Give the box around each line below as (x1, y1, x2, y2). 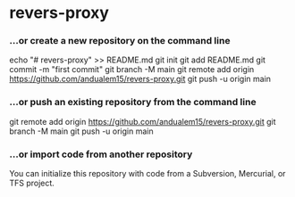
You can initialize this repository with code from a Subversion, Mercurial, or (9, 168, 286, 179)
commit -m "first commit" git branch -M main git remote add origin (9, 64, 255, 75)
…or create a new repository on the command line (9, 35, 231, 47)
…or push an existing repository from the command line (9, 96, 257, 109)
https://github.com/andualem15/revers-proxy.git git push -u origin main (9, 74, 271, 85)
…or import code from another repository (9, 148, 193, 160)
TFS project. (9, 177, 55, 189)
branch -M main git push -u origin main (9, 126, 154, 136)
